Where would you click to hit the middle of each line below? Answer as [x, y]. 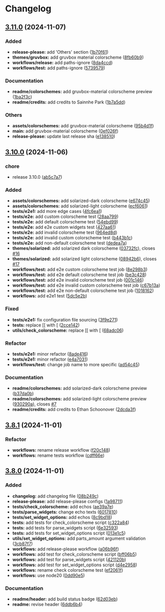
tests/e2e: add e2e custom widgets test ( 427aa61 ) [64, 227]
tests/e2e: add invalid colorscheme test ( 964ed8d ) [65, 232]
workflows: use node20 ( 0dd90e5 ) [49, 575]
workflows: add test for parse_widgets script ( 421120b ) [69, 559]
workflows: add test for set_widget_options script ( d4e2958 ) [75, 565]
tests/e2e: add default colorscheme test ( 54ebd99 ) [65, 222]
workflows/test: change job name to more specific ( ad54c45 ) [76, 365]
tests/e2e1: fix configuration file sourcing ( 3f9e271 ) [65, 319]
